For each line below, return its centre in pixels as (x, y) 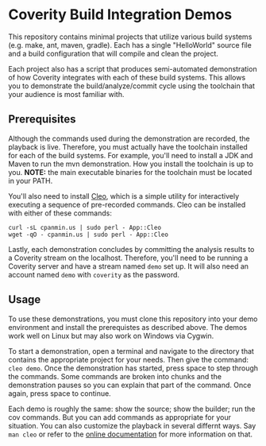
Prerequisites (42, 120)
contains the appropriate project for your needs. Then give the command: (128, 359)
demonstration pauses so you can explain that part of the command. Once (130, 385)
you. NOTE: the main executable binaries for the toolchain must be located (130, 172)
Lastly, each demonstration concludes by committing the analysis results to (131, 249)
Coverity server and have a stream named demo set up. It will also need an (128, 266)
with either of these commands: (60, 213)
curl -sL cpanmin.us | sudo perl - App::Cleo (85, 227)
